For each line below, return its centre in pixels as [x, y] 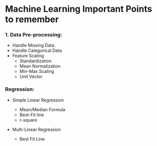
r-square [28, 120]
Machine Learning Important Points [78, 9]
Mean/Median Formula [42, 109]
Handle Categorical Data [37, 50]
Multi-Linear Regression [37, 129]
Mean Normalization [40, 66]
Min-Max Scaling [37, 72]
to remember [32, 19]
